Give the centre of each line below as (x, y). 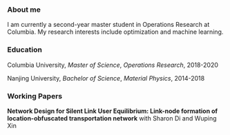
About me (24, 10)
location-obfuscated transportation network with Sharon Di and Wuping (112, 118)
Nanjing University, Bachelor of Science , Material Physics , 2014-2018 (106, 78)
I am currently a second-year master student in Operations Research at (108, 25)
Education (25, 50)
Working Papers (35, 96)
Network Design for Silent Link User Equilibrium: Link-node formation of (113, 111)
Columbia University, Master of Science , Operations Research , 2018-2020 (113, 65)
